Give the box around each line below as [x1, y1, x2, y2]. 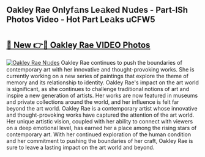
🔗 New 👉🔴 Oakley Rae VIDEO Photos [6, 40, 151, 50]
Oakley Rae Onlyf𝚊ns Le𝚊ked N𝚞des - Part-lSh [6, 5, 188, 15]
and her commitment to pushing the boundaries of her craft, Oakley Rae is [6, 137, 193, 144]
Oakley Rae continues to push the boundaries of [61, 59, 182, 66]
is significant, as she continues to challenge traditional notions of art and [6, 86, 190, 92]
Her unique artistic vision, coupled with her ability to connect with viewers [6, 118, 193, 125]
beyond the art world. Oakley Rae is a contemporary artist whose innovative [6, 105, 198, 112]
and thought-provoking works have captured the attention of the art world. [6, 111, 195, 119]
